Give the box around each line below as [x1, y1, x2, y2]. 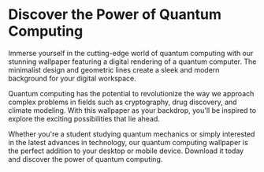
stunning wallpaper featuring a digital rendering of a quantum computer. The [8, 57, 257, 66]
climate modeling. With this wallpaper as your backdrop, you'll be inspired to [8, 105, 257, 115]
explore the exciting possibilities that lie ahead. [8, 114, 160, 123]
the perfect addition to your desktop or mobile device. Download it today [8, 146, 244, 155]
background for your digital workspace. [8, 73, 136, 83]
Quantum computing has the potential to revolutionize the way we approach [8, 88, 255, 98]
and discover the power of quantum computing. [8, 154, 163, 163]
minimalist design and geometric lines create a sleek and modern [8, 65, 220, 74]
